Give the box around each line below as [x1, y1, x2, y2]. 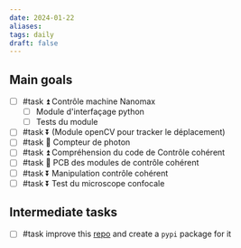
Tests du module [35, 117, 98, 128]
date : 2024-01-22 [9, 13, 75, 23]
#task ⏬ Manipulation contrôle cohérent [22, 167, 169, 178]
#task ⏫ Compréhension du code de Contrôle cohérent [22, 147, 226, 158]
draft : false [9, 38, 59, 48]
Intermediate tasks [9, 205, 118, 220]
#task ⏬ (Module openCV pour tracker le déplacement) [22, 127, 226, 138]
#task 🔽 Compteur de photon [22, 137, 131, 148]
